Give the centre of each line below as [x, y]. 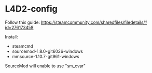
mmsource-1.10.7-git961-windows [46, 56]
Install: [12, 37]
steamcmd [22, 46]
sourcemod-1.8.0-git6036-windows [47, 51]
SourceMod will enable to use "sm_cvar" [45, 66]
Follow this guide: [22, 22]
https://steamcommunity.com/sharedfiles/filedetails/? [94, 22]
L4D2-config [31, 9]
